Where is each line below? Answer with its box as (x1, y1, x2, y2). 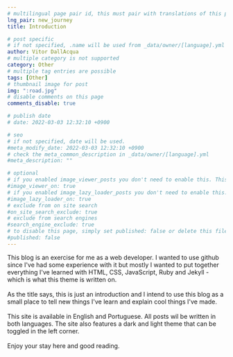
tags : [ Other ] (7, 74, 49, 81)
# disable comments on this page (7, 94, 104, 101)
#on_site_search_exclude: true (7, 209, 98, 216)
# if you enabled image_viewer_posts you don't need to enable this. (7, 176, 213, 184)
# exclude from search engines (7, 215, 98, 222)
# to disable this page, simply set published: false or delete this (7, 228, 213, 235)
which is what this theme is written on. (7, 275, 117, 284)
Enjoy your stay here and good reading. (7, 341, 120, 350)
